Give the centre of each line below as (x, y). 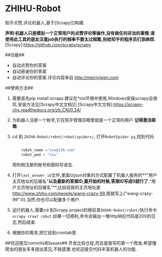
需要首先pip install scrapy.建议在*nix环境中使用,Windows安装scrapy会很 (85, 98)
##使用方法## (19, 88)
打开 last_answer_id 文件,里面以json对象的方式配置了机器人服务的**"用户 (85, 175)
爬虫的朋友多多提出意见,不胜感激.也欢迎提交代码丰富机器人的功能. (71, 249)
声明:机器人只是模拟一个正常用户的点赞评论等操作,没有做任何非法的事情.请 (80, 33)
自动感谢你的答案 (29, 71)
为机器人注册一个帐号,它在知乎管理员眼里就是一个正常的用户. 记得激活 (82, 120)
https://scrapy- (129, 104)
